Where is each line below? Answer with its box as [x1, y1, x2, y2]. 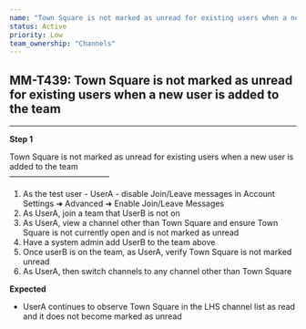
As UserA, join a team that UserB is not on [22, 208, 180, 219]
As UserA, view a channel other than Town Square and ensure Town [22, 218, 279, 229]
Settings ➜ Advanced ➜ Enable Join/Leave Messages [22, 198, 225, 210]
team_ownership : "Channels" [9, 38, 117, 48]
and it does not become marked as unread [22, 311, 182, 322]
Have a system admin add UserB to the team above [22, 237, 216, 248]
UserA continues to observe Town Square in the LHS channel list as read [22, 302, 296, 313]
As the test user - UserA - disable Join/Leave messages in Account [22, 189, 276, 200]
